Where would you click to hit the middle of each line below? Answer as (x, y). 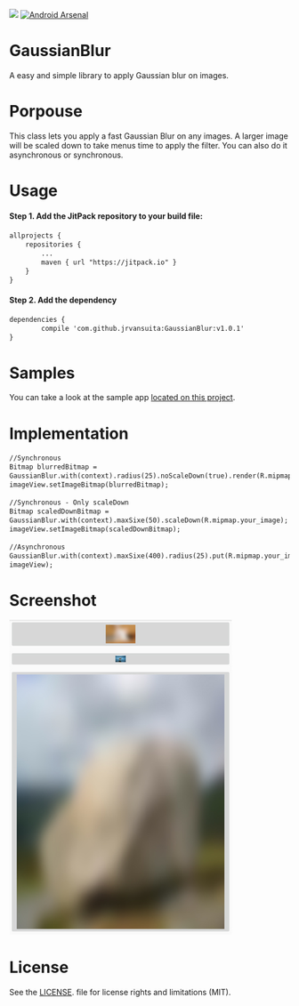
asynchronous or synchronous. (66, 155)
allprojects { (36, 236)
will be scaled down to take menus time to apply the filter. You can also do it (148, 145)
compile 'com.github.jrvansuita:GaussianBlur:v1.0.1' (143, 329)
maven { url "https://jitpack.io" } (109, 262)
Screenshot (53, 600)
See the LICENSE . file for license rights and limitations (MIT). (120, 993)
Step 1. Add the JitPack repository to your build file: (106, 216)
